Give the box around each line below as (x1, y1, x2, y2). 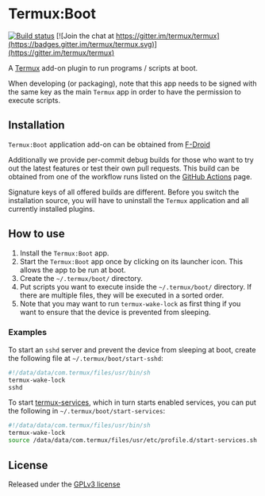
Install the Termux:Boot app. (19, 248, 109, 258)
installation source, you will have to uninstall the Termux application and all (8, 195, 249, 205)
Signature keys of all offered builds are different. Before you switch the (8, 187, 240, 197)
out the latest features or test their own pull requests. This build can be (8, 163, 240, 173)
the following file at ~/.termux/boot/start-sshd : (8, 353, 164, 363)
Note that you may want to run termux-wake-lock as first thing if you (19, 298, 241, 308)
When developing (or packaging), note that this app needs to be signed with (8, 79, 257, 88)
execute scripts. (8, 95, 61, 105)
